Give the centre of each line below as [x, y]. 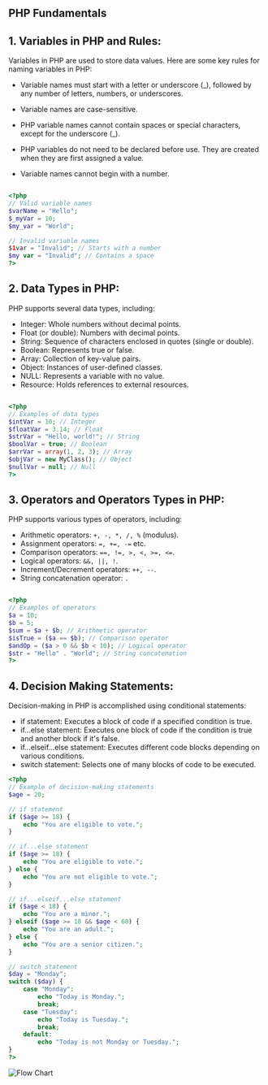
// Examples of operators [52, 608]
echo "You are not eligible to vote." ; [91, 877]
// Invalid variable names [54, 241]
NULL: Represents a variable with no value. [92, 375]
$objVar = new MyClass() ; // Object [70, 460]
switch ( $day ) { [36, 982]
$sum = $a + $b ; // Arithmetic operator [78, 630]
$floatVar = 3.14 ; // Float [56, 429]
